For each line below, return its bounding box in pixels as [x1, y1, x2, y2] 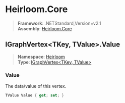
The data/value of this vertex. [5, 83, 67, 89]
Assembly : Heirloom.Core [17, 25, 72, 31]
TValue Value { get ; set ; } [5, 93, 65, 98]
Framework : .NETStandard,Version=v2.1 [17, 20, 101, 26]
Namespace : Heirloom [17, 54, 66, 60]
